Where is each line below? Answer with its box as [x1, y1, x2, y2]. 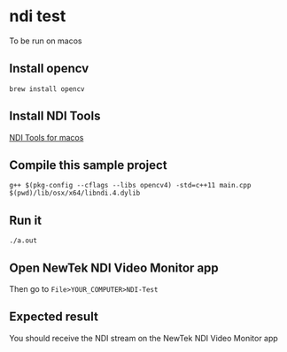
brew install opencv [9, 84, 86, 94]
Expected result [9, 310, 99, 325]
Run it [9, 212, 43, 227]
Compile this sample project [9, 157, 167, 172]
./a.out [9, 236, 38, 245]
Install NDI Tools [9, 109, 101, 124]
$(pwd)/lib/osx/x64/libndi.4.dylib [9, 188, 141, 198]
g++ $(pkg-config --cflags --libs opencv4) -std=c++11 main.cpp [9, 181, 252, 190]
